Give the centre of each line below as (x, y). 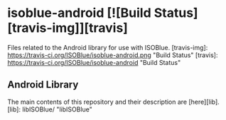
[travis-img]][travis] (68, 28)
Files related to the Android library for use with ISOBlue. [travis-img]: (108, 47)
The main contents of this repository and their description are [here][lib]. (114, 102)
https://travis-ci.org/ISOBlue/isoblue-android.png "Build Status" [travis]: (113, 55)
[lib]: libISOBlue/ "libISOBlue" (50, 109)
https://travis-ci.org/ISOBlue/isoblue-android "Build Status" (94, 62)
